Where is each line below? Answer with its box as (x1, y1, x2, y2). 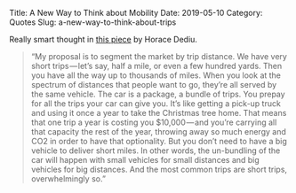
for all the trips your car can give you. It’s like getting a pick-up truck (30, 98, 282, 109)
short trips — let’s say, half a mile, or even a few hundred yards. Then (30, 61, 283, 71)
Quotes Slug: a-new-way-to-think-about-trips (9, 17, 177, 27)
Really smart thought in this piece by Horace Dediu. (9, 35, 198, 44)
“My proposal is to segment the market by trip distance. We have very (30, 51, 287, 61)
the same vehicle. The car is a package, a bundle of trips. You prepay (30, 89, 286, 99)
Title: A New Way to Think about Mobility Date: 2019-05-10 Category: (9, 8, 263, 18)
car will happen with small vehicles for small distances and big (30, 155, 260, 165)
